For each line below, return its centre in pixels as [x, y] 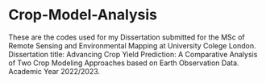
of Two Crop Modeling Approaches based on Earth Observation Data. [124, 63]
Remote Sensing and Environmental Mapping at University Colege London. [132, 45]
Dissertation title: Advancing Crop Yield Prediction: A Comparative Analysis [133, 54]
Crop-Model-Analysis [83, 15]
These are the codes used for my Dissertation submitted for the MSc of [127, 37]
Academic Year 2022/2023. [54, 71]
